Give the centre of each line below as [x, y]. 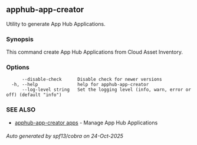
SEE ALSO [21, 110]
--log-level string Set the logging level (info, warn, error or [106, 90]
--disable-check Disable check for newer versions [92, 80]
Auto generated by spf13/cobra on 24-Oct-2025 [65, 136]
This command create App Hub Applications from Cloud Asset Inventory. [95, 52]
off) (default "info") [34, 95]
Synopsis [20, 39]
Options [18, 67]
